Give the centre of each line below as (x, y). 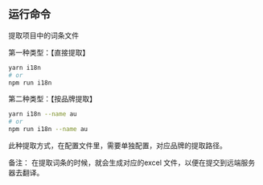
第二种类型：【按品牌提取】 (52, 99)
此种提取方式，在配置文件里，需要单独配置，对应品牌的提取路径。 (117, 146)
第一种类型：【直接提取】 (49, 52)
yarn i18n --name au (43, 114)
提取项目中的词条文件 (43, 35)
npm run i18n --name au (48, 129)
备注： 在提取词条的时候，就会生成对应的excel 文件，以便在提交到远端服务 (132, 162)
